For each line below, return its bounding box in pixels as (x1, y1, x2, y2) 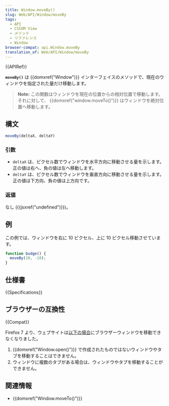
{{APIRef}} (5, 64, 27, 70)
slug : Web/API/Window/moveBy (5, 12, 67, 17)
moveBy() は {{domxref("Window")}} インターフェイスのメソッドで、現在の (5, 74, 160, 80)
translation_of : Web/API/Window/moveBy (5, 49, 89, 55)
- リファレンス (10, 36, 37, 41)
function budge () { (5, 251, 46, 256)
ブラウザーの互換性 (5, 305, 65, 314)
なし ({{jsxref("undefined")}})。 (5, 204, 71, 210)
